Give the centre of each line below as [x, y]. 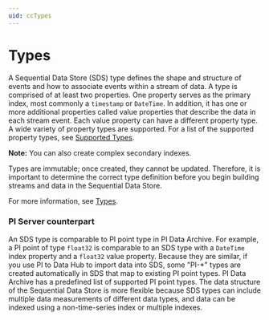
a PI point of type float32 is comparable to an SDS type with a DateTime [126, 247]
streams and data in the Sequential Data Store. [85, 185]
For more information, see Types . [63, 201]
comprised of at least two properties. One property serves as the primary [130, 95]
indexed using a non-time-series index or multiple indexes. [106, 307]
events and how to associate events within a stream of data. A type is [123, 86]
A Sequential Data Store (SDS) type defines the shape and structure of [125, 78]
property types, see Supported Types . [71, 137]
